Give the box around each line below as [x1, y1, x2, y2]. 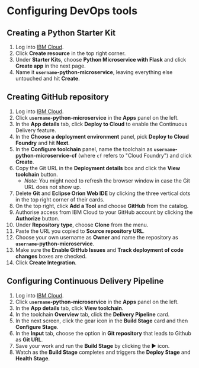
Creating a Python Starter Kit [7, 28, 116, 38]
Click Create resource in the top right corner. [15, 50, 126, 57]
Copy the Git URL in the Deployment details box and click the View [15, 164, 181, 171]
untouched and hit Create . [15, 75, 80, 82]
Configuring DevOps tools [7, 4, 138, 18]
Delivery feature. [15, 126, 56, 134]
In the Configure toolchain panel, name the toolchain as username [15, 145, 175, 152]
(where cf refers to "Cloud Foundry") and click [78, 152, 192, 159]
